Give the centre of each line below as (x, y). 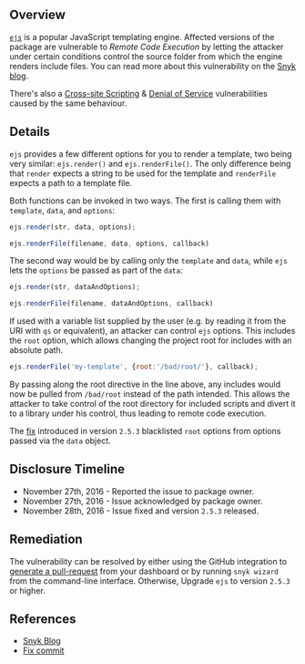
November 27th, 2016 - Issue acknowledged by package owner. (142, 501)
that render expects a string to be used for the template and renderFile (143, 173)
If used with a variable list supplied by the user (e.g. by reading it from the (148, 321)
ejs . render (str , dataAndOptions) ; (75, 287)
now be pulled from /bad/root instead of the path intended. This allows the (150, 394)
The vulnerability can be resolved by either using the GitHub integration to (148, 561)
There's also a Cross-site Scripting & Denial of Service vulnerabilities (139, 93)
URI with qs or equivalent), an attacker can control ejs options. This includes (152, 331)
